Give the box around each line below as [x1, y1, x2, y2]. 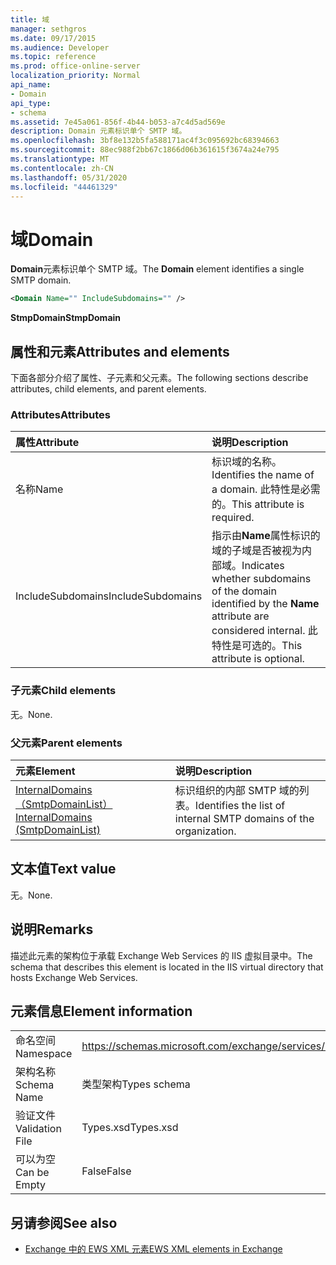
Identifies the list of [194, 798, 286, 812]
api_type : [10, 98, 52, 108]
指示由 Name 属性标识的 [211, 529, 321, 543]
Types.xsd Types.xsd [81, 1121, 179, 1135]
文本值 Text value [10, 861, 117, 878]
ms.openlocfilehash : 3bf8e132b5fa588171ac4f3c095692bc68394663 [10, 136, 280, 146]
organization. [174, 824, 237, 838]
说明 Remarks [10, 921, 94, 938]
